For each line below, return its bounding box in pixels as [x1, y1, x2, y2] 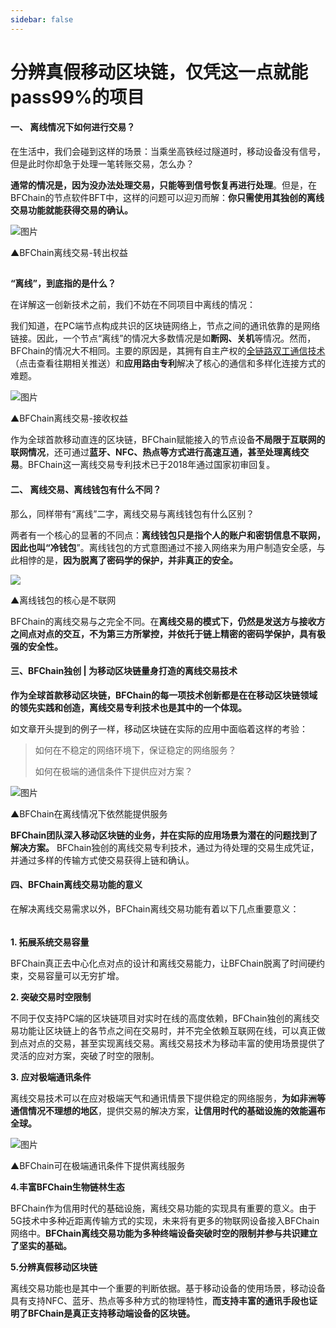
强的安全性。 [10, 640, 63, 652]
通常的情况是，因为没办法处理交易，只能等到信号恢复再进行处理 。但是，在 [10, 179, 317, 191]
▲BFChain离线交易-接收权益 [10, 412, 129, 425]
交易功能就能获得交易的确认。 [10, 204, 133, 216]
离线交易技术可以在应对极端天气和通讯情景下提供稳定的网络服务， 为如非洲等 [10, 1092, 326, 1104]
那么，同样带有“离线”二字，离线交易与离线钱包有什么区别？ [10, 507, 255, 520]
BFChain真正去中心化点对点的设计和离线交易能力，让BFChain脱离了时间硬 [10, 957, 317, 969]
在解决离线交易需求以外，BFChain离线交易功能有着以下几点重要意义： [10, 903, 300, 915]
